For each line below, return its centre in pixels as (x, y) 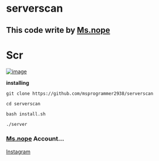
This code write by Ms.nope (58, 30)
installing (18, 83)
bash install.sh (26, 114)
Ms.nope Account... (35, 139)
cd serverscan (23, 104)
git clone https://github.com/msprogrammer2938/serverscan (80, 93)
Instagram (18, 152)
